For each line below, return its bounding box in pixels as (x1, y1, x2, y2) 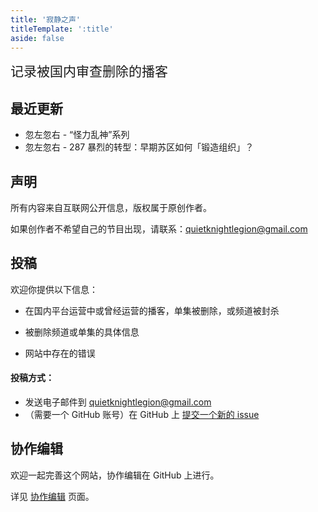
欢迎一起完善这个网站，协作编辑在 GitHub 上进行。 (10, 469, 220, 481)
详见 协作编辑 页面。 (10, 490, 95, 502)
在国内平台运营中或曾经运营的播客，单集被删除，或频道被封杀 (24, 304, 280, 316)
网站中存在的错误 (24, 347, 96, 359)
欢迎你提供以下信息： (10, 283, 98, 295)
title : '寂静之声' (10, 14, 82, 25)
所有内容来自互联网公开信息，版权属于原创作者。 (10, 202, 212, 213)
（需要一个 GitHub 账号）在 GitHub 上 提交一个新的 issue (24, 409, 260, 421)
